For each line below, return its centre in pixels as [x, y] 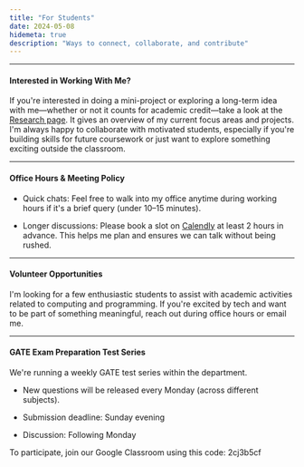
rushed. [37, 245]
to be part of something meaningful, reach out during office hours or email [148, 313]
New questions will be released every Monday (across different [141, 390]
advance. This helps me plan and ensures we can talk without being [149, 235]
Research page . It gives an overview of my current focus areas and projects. [152, 120]
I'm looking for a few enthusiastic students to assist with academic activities [151, 294]
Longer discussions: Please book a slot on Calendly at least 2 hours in [153, 225]
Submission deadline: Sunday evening [94, 417]
